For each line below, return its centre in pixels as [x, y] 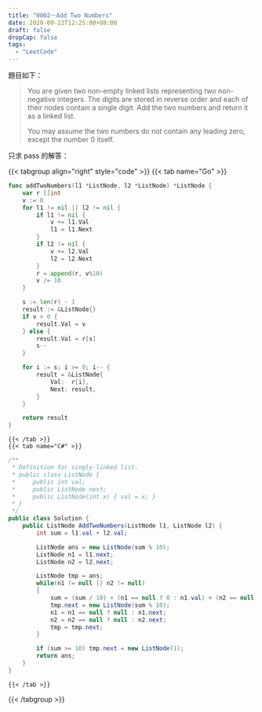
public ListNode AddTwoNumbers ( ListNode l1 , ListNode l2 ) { [122, 526]
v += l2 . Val [69, 251]
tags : [17, 45]
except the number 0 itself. [71, 139]
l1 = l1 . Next [71, 230]
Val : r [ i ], [69, 382]
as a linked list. [51, 116]
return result [45, 418]
